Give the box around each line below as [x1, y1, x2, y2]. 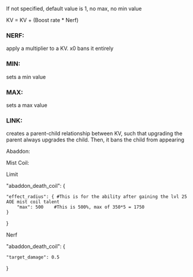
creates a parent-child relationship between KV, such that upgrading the [6, 130, 183, 137]
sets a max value [6, 101, 48, 109]
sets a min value [6, 73, 46, 80]
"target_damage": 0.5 [6, 254, 60, 260]
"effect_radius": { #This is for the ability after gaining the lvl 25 [6, 194, 187, 200]
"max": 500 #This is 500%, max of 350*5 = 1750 [17, 204, 145, 210]
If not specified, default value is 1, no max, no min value [6, 5, 142, 12]
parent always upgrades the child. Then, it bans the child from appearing [6, 136, 185, 143]
